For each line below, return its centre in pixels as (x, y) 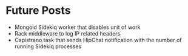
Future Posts (38, 11)
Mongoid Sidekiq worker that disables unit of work (77, 27)
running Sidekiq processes (48, 46)
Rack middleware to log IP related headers (67, 33)
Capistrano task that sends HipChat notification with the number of (98, 40)
